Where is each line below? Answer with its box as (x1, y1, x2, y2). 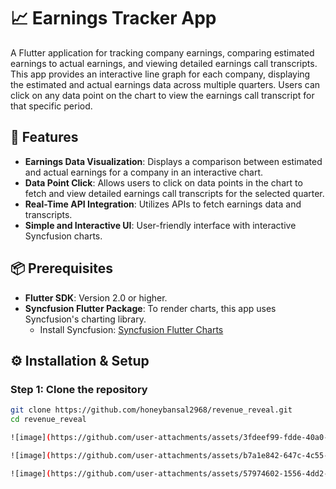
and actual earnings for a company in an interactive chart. (24, 166, 264, 178)
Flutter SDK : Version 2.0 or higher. (24, 291, 168, 304)
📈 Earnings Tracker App (10, 7, 217, 30)
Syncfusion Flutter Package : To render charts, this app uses (24, 302, 277, 314)
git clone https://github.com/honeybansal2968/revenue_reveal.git (10, 405, 293, 415)
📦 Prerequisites (10, 260, 114, 277)
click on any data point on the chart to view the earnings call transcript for (10, 89, 315, 101)
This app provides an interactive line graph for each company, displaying (10, 68, 311, 80)
